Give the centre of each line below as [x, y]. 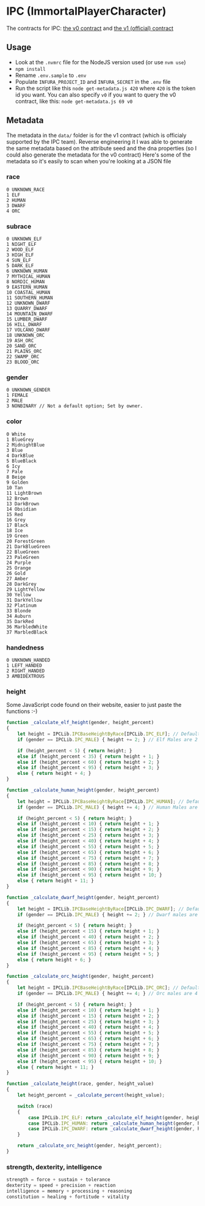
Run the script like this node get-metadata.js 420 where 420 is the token [105, 88]
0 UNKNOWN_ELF [24, 239]
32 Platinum [21, 605]
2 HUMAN [16, 200]
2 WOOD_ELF [20, 250]
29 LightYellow [26, 589]
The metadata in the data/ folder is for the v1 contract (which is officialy [96, 135]
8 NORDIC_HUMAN [26, 282]
